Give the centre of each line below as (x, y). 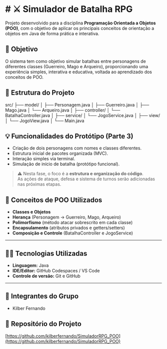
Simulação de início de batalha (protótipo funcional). (66, 164)
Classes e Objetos (32, 212)
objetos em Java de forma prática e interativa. (52, 33)
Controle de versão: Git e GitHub (46, 276)
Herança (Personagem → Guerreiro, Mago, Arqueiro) (67, 217)
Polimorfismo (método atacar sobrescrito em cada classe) (73, 223)
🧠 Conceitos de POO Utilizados (54, 200)
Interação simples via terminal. (44, 159)
